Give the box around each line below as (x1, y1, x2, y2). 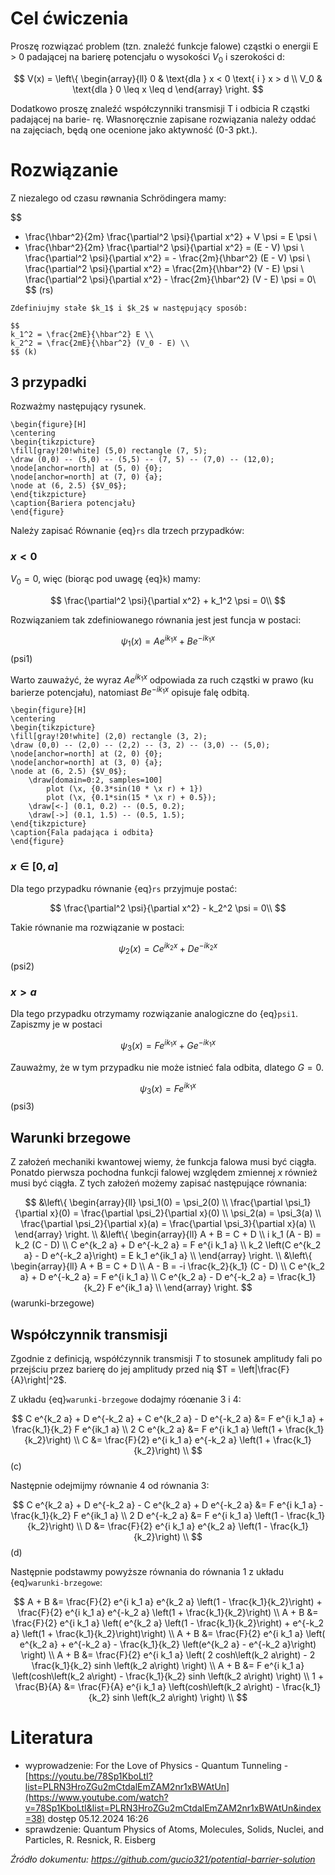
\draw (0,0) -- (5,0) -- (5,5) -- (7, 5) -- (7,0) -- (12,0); (10, 455, 275, 465)
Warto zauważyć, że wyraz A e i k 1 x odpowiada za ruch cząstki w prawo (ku (10, 672, 314, 686)
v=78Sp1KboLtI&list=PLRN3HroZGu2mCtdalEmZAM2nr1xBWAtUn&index (24, 1802, 322, 1814)
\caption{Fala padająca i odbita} (10, 828, 155, 838)
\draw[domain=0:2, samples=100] (28, 775, 163, 786)
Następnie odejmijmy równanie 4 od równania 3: (10, 1479, 210, 1491)
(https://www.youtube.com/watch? (24, 1791, 169, 1803)
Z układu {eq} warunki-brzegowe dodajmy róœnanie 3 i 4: (10, 1393, 242, 1405)
